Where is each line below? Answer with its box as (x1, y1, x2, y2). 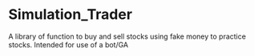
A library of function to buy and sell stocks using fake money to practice (8, 32, 247, 41)
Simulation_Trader (8, 6, 133, 24)
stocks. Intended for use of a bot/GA (8, 39, 129, 49)
